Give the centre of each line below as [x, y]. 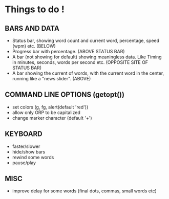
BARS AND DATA [32, 28]
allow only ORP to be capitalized [46, 112]
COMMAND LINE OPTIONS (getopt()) [65, 95]
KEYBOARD [24, 134]
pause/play [24, 163]
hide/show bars [29, 151]
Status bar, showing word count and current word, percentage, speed [86, 40]
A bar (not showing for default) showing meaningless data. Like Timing [87, 57]
